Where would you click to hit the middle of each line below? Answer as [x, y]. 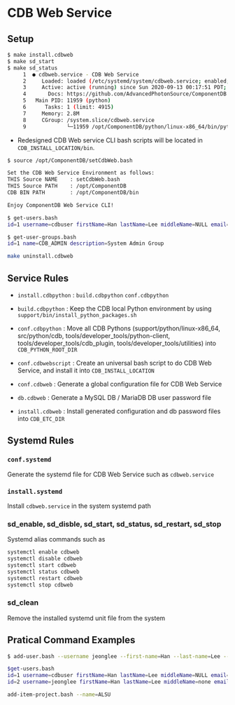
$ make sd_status [33, 68]
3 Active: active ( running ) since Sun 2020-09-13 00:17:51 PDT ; [125, 88]
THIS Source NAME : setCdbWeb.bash [64, 180]
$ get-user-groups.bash [42, 237]
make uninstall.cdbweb [40, 256]
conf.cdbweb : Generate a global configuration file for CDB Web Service [120, 384]
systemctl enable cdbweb [43, 552]
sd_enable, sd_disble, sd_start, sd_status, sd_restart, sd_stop [114, 524]
